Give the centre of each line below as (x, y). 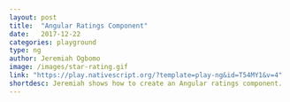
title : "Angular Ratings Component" (79, 26)
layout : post (33, 17)
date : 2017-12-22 (45, 34)
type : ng (25, 51)
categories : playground (53, 42)
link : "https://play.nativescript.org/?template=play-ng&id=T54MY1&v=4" (146, 75)
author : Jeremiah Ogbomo (55, 59)
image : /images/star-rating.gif (69, 67)
